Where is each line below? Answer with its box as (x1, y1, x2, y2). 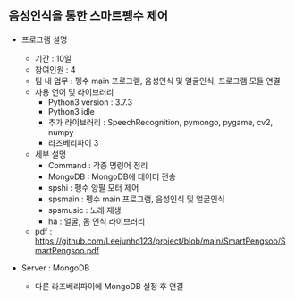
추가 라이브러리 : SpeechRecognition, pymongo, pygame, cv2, (47, 116, 274, 127)
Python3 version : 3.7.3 (47, 97, 133, 107)
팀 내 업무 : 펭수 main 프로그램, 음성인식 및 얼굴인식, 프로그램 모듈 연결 (34, 75, 281, 86)
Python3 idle (47, 106, 96, 116)
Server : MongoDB (21, 262, 90, 273)
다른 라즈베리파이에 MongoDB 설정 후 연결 (34, 280, 184, 291)
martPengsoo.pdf (34, 244, 100, 255)
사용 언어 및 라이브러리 (34, 86, 114, 97)
